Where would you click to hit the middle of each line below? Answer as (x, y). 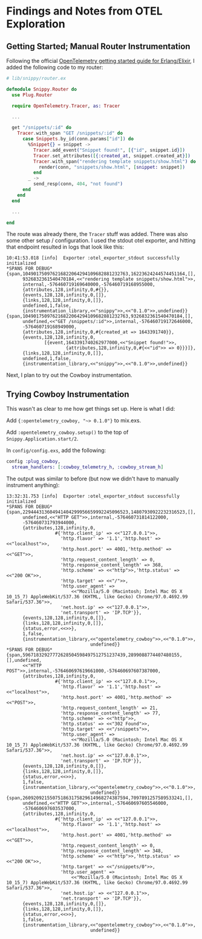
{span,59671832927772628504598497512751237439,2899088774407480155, (94, 655)
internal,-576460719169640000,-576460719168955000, (89, 285)
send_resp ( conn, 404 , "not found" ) (78, 184)
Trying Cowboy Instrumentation (68, 394)
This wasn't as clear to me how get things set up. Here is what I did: (91, 409)
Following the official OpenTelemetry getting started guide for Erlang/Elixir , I (100, 61)
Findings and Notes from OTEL (85, 11)
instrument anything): (33, 485)
